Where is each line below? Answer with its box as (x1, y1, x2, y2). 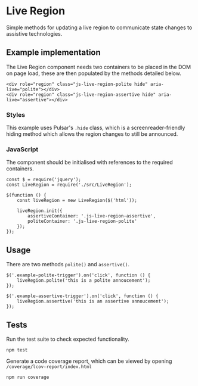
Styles (6, 110, 26, 119)
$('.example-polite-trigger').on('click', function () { (6, 272, 151, 278)
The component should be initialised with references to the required (6, 159, 173, 166)
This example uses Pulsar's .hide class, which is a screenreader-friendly (6, 124, 185, 132)
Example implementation (6, 48, 101, 58)
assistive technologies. (6, 30, 63, 37)
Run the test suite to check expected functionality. (6, 335, 129, 343)
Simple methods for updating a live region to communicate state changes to (6, 24, 193, 31)
